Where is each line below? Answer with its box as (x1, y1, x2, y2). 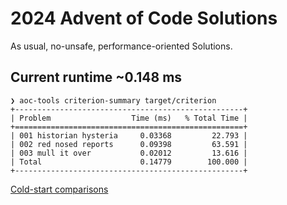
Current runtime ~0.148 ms (10, 69, 183, 86)
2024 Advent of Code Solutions (10, 7, 278, 30)
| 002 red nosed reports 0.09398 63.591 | (10, 139, 248, 149)
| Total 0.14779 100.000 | (10, 157, 248, 167)
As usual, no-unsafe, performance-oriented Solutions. (10, 40, 233, 52)
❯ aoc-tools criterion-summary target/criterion (10, 95, 217, 106)
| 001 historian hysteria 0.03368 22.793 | (10, 130, 248, 141)
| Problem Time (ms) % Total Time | (10, 113, 248, 123)
